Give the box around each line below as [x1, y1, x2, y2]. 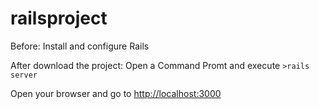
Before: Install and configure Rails [10, 40, 150, 52]
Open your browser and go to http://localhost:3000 [10, 87, 222, 99]
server [10, 70, 38, 80]
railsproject [10, 7, 108, 30]
